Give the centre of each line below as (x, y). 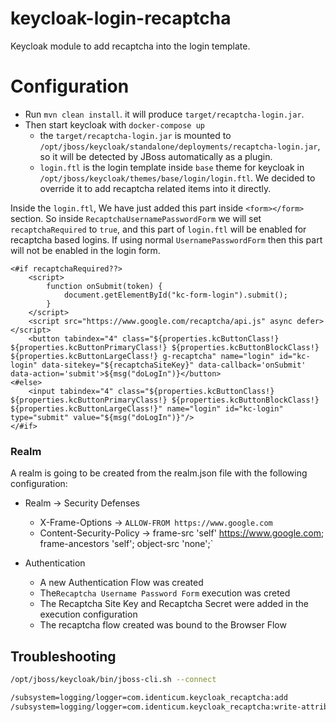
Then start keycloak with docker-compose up (114, 124)
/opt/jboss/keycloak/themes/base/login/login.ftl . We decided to (177, 178)
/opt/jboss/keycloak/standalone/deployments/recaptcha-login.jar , (180, 146)
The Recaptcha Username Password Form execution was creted (165, 593)
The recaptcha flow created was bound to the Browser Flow (163, 625)
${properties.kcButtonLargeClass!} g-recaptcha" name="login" (142, 356)
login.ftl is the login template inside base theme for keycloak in (172, 167)
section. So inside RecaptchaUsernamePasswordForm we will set (136, 218)
